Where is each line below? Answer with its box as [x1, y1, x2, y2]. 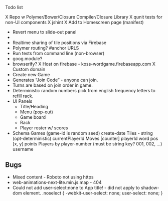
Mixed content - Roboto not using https [12, 174, 94, 180]
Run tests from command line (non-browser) [12, 50, 105, 56]
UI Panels [12, 98, 33, 104]
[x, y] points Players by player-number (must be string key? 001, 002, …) [12, 141, 162, 147]
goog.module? [12, 56, 43, 62]
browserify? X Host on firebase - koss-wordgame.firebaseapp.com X [12, 61, 155, 67]
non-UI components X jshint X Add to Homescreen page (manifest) [5, 20, 144, 25]
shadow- [141, 184, 159, 190]
